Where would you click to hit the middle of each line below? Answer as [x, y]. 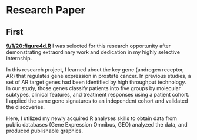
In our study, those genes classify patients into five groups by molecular [94, 88]
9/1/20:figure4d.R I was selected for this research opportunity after [89, 46]
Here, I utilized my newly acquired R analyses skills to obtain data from [92, 118]
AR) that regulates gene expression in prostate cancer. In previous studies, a [98, 76]
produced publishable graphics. [45, 131]
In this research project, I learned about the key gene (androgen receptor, [95, 70]
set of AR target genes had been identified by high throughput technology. [96, 82]
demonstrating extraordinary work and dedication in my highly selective [93, 52]
